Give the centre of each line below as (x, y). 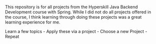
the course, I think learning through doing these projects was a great (73, 17)
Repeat (12, 36)
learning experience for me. (33, 22)
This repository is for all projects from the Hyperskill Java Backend (71, 7)
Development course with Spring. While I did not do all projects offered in (78, 12)
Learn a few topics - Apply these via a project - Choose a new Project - (76, 31)
